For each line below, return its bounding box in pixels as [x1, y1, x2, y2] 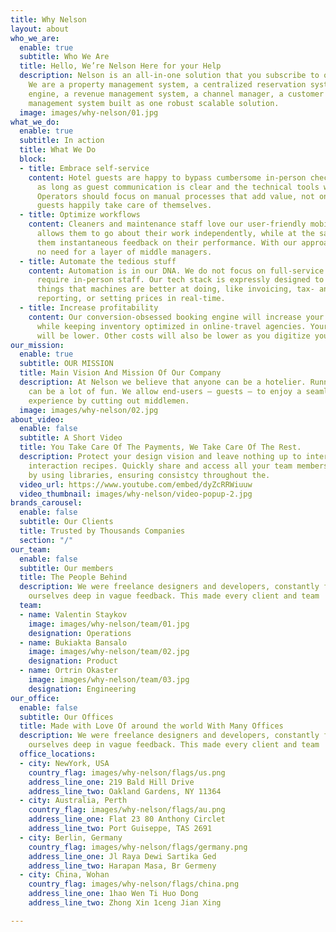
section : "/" [19, 535, 74, 545]
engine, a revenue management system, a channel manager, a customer [28, 89, 325, 99]
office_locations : [19, 749, 97, 759]
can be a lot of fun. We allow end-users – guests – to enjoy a [28, 386, 302, 396]
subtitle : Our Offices [19, 712, 114, 722]
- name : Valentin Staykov [19, 609, 128, 620]
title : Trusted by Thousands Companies [19, 526, 186, 536]
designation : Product [28, 656, 118, 666]
